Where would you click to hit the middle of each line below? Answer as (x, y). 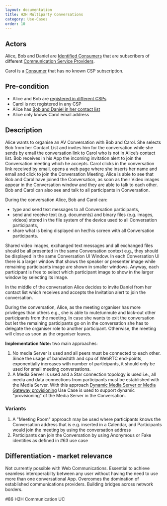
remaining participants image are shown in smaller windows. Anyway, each (82, 266)
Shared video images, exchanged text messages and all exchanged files (79, 246)
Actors (16, 44)
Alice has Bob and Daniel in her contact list (56, 109)
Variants (16, 408)
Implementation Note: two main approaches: (51, 343)
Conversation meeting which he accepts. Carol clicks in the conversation (80, 163)
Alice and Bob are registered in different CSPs (59, 98)
